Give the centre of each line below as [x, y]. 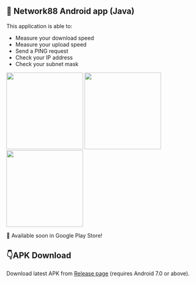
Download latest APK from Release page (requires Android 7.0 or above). [98, 273]
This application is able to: [39, 26]
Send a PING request [42, 51]
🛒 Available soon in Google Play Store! [55, 235]
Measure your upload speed [51, 44]
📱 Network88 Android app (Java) [70, 11]
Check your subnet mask [47, 64]
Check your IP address [44, 57]
